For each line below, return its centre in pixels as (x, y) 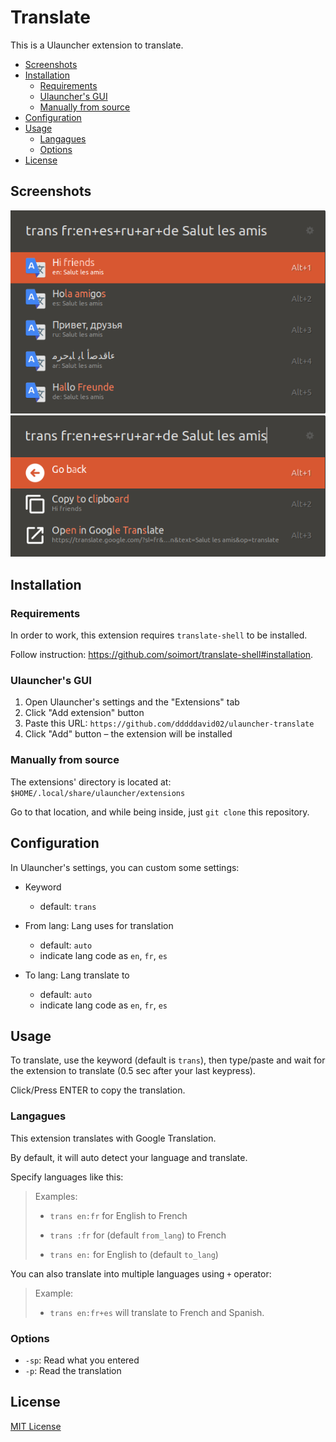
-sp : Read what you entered (82, 1360)
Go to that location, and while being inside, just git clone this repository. (160, 812)
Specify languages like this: (67, 1177)
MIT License (36, 1426)
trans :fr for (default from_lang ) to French (138, 1235)
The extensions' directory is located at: (91, 782)
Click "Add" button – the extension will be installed (128, 734)
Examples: (56, 1196)
